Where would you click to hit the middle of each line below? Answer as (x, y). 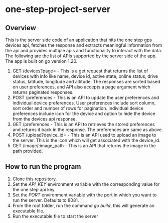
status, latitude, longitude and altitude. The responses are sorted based (86, 82)
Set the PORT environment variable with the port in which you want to (85, 195)
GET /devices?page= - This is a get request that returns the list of (80, 71)
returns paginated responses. (43, 92)
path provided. (28, 151)
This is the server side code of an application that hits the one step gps (78, 40)
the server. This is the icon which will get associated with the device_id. (86, 140)
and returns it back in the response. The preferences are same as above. (88, 130)
